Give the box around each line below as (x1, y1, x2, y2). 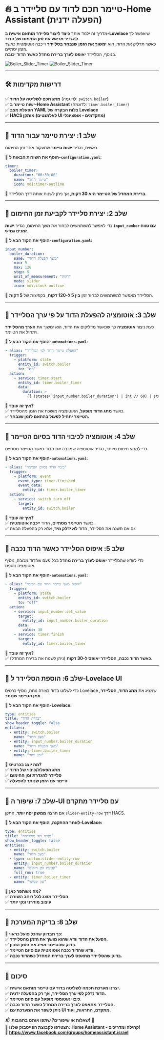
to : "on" (18, 366, 36, 371)
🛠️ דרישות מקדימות (5, 80, 61, 89)
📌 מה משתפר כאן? (5, 888, 41, 894)
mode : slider (14, 278, 41, 283)
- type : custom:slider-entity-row (9, 856, 80, 861)
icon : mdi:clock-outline (14, 283, 64, 288)
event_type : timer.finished (18, 478, 76, 483)
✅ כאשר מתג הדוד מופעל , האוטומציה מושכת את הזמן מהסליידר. (5, 408, 125, 414)
